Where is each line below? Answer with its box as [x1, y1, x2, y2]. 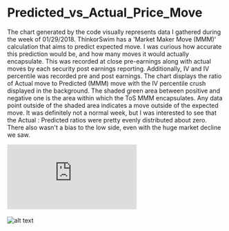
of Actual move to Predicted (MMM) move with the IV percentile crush [7, 79, 206, 87]
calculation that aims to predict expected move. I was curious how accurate [7, 42, 222, 50]
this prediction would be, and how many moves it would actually [7, 50, 190, 58]
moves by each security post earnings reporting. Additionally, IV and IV [7, 64, 210, 73]
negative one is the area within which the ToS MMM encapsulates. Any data [7, 93, 223, 102]
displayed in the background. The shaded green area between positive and [7, 86, 221, 95]
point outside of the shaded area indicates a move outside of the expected [7, 101, 219, 109]
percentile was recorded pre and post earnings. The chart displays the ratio [7, 71, 222, 80]
